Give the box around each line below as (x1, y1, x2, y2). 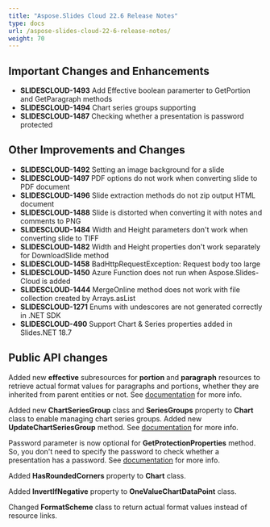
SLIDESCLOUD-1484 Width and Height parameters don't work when (19, 224, 248, 234)
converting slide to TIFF (19, 233, 99, 243)
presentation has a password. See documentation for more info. (8, 455, 220, 465)
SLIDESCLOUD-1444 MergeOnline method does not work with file (19, 284, 240, 295)
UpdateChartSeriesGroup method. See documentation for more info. (8, 422, 239, 432)
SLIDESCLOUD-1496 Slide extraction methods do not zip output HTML (19, 190, 256, 200)
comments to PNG (19, 215, 81, 226)
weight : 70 (8, 34, 45, 43)
